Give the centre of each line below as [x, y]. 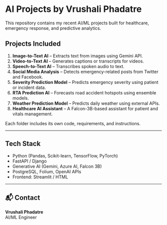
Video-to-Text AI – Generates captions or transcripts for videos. [78, 61]
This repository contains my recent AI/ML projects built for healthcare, [77, 23]
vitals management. [33, 114]
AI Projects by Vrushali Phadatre [74, 9]
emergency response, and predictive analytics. [53, 28]
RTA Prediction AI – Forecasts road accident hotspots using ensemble [84, 92]
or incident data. [29, 87]
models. [21, 98]
